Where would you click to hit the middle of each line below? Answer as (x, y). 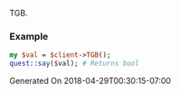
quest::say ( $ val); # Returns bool (75, 64)
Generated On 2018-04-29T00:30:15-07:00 (90, 81)
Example (29, 36)
